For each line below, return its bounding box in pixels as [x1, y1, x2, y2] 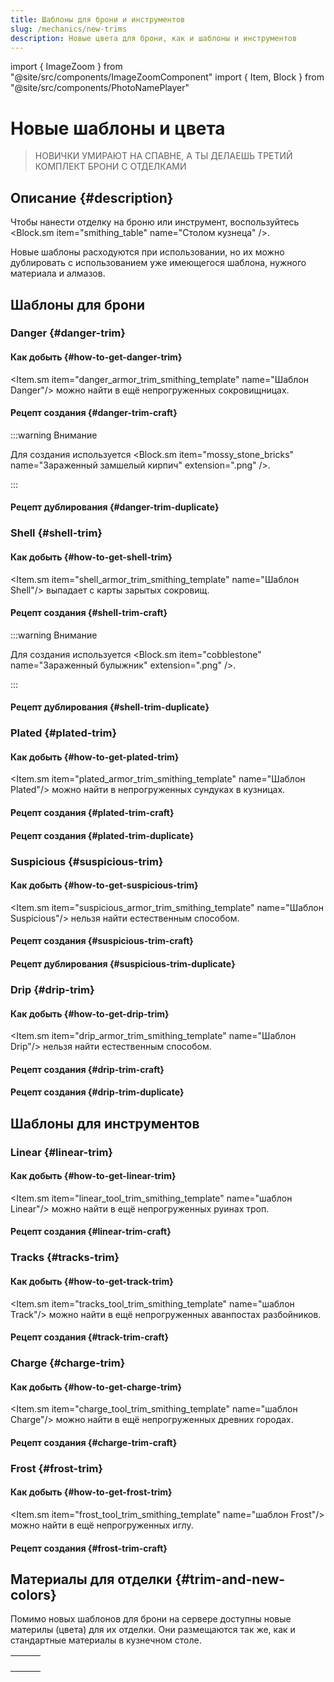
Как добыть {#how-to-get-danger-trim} [10, 351, 183, 363]
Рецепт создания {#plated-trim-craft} [10, 807, 175, 819]
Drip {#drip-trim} [10, 982, 95, 996]
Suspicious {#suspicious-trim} [10, 854, 164, 868]
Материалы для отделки [10, 1571, 173, 1588]
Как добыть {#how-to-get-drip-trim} [10, 1007, 170, 1020]
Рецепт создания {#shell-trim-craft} [10, 607, 168, 619]
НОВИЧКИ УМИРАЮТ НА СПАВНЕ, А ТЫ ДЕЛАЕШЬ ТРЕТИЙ [34, 150, 293, 162]
